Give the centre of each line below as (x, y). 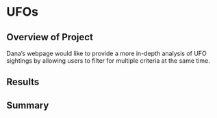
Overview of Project (50, 37)
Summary (28, 105)
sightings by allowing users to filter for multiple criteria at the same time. (108, 61)
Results (23, 82)
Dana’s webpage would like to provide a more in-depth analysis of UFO (106, 53)
